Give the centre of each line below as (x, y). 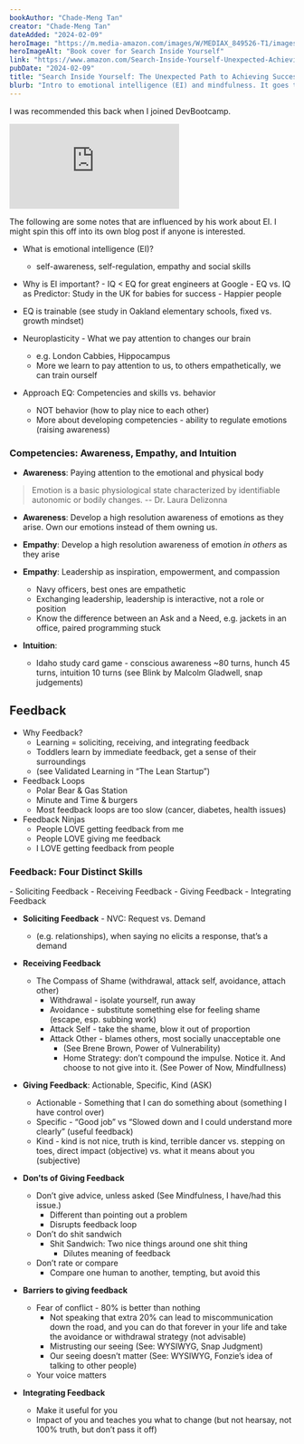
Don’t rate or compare (77, 1263)
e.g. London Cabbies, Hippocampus (103, 355)
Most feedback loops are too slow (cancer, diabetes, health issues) (161, 809)
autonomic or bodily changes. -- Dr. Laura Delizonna (129, 499)
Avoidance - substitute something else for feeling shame (155, 1010)
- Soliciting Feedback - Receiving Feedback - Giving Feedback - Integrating (150, 892)
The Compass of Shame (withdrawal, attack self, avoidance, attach (161, 981)
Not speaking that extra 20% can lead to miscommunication (161, 1318)
